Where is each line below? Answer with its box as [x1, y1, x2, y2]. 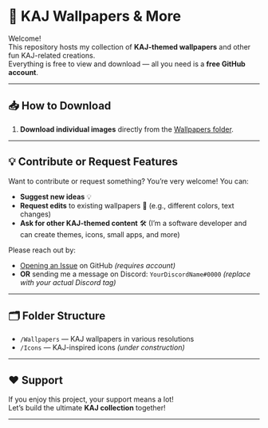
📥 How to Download [8, 99, 112, 113]
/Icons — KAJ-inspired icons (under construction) [19, 343, 185, 352]
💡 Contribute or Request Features [8, 155, 178, 168]
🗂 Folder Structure [8, 309, 106, 323]
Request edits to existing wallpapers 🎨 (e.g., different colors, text [19, 200, 235, 210]
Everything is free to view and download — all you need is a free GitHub [8, 59, 246, 69]
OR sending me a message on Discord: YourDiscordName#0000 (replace [19, 269, 251, 279]
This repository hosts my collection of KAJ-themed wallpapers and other [8, 42, 251, 51]
